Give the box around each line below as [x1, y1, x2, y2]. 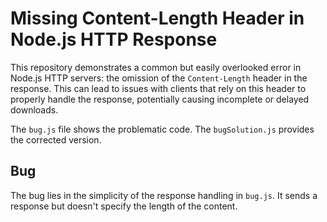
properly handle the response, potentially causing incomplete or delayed [10, 93, 310, 105]
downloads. [10, 103, 59, 116]
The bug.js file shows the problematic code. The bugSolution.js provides [10, 123, 315, 135]
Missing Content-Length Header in [10, 7, 305, 30]
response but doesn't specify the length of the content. [10, 200, 238, 212]
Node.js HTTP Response [10, 28, 218, 51]
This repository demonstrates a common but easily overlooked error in [10, 61, 302, 73]
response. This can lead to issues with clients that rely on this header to [10, 82, 307, 94]
